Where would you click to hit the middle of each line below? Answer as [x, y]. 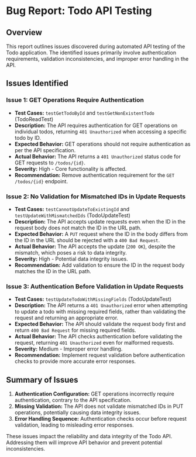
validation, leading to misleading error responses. [74, 425]
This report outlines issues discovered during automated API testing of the [96, 46]
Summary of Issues [42, 379]
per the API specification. [45, 150]
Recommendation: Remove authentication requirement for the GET [94, 175]
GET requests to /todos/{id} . [50, 163]
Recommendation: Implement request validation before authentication [100, 355]
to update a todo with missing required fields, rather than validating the [100, 312]
